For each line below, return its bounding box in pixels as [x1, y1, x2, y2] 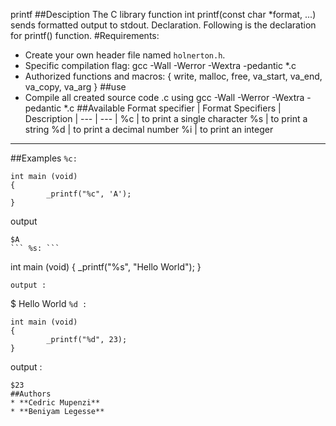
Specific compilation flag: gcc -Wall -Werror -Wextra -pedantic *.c [24, 60, 297, 71]
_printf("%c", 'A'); [46, 189, 132, 199]
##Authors [10, 389, 52, 399]
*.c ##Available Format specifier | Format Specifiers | [63, 102, 282, 114]
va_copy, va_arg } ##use [24, 81, 127, 93]
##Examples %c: [10, 152, 78, 164]
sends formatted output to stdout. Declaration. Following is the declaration [10, 19, 317, 31]
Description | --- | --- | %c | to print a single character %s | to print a [24, 113, 308, 124]
